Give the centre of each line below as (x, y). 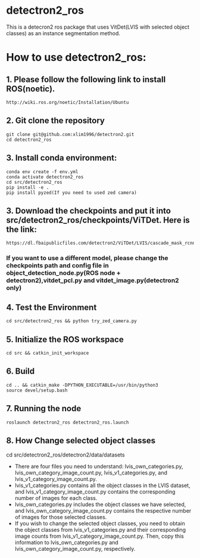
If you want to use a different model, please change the (87, 258)
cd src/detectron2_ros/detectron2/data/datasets (65, 455)
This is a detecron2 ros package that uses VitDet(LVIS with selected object (98, 27)
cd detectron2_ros (29, 140)
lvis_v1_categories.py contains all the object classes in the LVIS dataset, (102, 485)
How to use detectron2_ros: (76, 58)
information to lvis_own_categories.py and (67, 542)
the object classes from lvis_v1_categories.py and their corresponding (100, 530)
